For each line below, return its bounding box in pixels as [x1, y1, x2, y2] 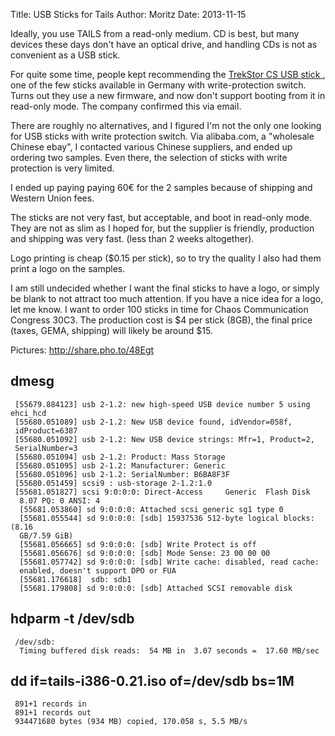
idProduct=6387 [14, 425, 78, 436]
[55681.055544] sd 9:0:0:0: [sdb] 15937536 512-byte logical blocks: [19, 513, 315, 523]
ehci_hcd [10, 408, 47, 418]
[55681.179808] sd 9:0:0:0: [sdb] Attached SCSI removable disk [19, 583, 293, 593]
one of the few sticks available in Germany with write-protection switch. [10, 79, 307, 91]
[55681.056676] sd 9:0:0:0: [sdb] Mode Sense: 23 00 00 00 [19, 548, 271, 558]
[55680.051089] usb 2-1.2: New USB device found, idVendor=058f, [14, 417, 293, 427]
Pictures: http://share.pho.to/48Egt [10, 344, 155, 356]
